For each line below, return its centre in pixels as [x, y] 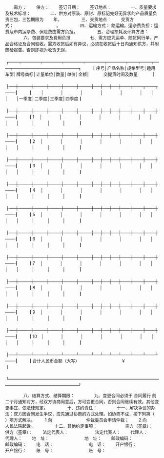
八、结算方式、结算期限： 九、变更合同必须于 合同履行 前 [90, 396]
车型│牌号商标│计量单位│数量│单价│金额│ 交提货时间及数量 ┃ [81, 74]
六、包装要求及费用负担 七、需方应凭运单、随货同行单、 [89, 38]
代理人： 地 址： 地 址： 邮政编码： [69, 438]
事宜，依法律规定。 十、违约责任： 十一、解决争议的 [80, 408]
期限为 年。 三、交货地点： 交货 [80, 19]
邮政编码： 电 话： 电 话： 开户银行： [71, 444]
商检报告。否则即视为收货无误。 [37, 50]
